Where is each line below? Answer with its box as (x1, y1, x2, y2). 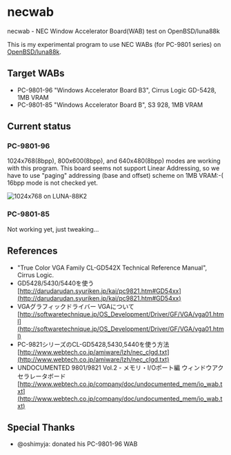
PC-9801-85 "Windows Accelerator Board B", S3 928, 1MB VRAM (17, 101, 203, 109)
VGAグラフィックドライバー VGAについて (17, 302, 134, 310)
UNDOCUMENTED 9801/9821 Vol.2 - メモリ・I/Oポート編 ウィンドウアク (17, 363, 224, 372)
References (7, 245, 58, 257)
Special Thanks (7, 421, 75, 433)
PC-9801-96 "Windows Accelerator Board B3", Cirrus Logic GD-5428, (17, 85, 217, 94)
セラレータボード (17, 372, 66, 380)
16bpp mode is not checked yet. (7, 179, 99, 187)
